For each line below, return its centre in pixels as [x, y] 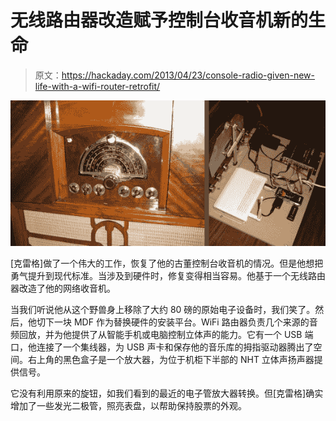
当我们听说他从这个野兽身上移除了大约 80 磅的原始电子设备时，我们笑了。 [163, 309]
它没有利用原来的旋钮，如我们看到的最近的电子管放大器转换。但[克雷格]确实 [167, 393]
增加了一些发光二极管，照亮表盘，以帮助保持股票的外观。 [128, 405]
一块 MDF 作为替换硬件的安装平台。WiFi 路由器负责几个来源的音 [185, 322]
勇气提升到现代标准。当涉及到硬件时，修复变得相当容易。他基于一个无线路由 [168, 275]
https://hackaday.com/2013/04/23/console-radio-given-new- [188, 75]
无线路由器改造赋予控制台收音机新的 [159, 20]
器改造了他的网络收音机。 [63, 288]
